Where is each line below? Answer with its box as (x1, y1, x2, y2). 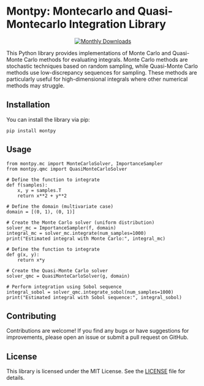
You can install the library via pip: (6, 116, 90, 123)
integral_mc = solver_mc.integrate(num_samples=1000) (6, 230, 147, 236)
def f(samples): (6, 182, 48, 188)
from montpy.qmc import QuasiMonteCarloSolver (6, 166, 127, 172)
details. (6, 374, 25, 382)
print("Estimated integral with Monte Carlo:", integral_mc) (6, 236, 166, 242)
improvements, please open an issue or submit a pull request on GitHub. (6, 333, 189, 341)
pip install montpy (6, 127, 56, 134)
